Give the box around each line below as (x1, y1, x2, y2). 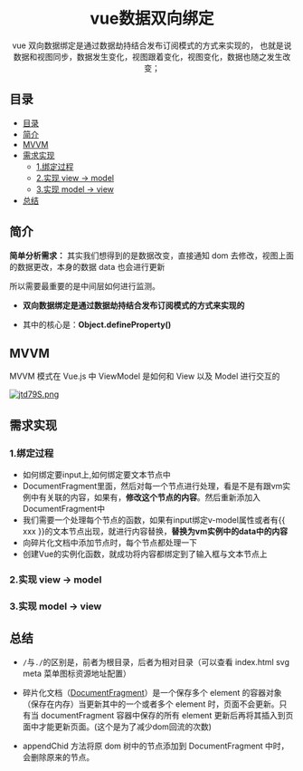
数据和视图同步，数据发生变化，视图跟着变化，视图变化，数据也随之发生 (13, 51, 283, 62)
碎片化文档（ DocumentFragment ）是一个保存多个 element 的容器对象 (22, 687, 282, 698)
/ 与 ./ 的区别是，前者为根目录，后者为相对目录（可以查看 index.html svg (22, 656, 290, 667)
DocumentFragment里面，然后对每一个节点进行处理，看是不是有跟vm (22, 481, 283, 492)
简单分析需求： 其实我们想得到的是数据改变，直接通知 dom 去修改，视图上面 (9, 250, 295, 261)
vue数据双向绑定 (90, 8, 214, 29)
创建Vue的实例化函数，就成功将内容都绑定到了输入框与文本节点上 (22, 549, 268, 560)
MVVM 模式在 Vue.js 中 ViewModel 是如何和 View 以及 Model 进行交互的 (9, 371, 280, 381)
